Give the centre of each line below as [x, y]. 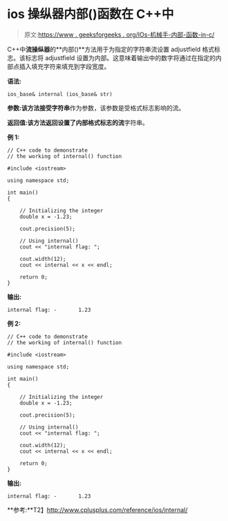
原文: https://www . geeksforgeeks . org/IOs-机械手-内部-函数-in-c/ [119, 35]
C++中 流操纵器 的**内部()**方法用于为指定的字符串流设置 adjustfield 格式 [111, 49]
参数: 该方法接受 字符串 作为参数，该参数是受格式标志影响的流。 [96, 108]
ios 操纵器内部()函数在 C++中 [91, 14]
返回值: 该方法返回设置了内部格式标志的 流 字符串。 [78, 122]
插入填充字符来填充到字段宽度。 [65, 66]
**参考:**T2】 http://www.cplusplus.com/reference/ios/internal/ [97, 510]
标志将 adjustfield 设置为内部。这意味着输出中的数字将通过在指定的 [121, 58]
